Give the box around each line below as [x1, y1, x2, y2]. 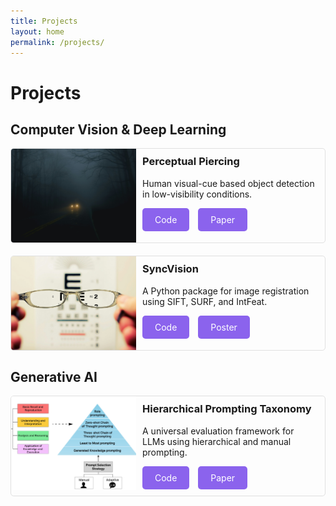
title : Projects [10, 16, 78, 26]
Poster [210, 321, 238, 333]
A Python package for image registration [142, 285, 310, 297]
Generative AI [10, 368, 98, 385]
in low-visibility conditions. [142, 188, 253, 200]
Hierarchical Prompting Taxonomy [142, 402, 312, 416]
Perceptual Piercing [142, 155, 240, 169]
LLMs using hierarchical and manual [142, 435, 292, 447]
